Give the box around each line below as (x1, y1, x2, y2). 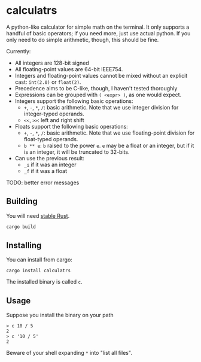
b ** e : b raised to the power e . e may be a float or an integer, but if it (23, 142, 194, 149)
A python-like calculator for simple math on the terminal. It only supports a (6, 23, 190, 31)
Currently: (6, 47, 31, 54)
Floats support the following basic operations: (14, 123, 129, 130)
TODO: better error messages (6, 179, 80, 186)
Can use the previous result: (14, 154, 85, 162)
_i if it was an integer (23, 161, 77, 168)
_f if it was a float (23, 167, 68, 174)
